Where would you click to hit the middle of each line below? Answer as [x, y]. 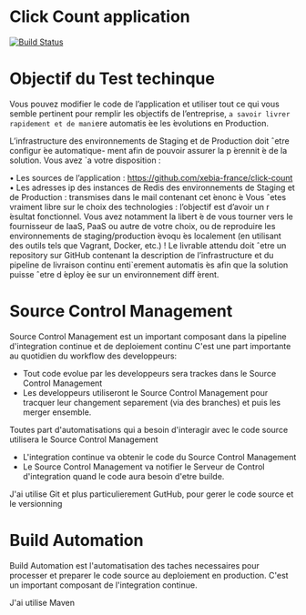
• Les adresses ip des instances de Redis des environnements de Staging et [153, 187]
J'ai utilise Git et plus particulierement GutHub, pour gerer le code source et [152, 494]
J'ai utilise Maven [42, 602]
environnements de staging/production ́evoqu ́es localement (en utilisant [146, 236]
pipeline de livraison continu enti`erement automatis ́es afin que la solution [149, 265]
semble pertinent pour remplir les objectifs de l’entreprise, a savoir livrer [150, 113]
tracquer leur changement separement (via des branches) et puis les [151, 402]
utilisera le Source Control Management [84, 439]
